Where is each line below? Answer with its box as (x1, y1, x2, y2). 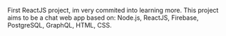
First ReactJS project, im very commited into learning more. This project (7, 6, 219, 14)
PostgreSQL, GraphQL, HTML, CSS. (7, 21, 112, 29)
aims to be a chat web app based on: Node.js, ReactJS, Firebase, (7, 13, 199, 22)
